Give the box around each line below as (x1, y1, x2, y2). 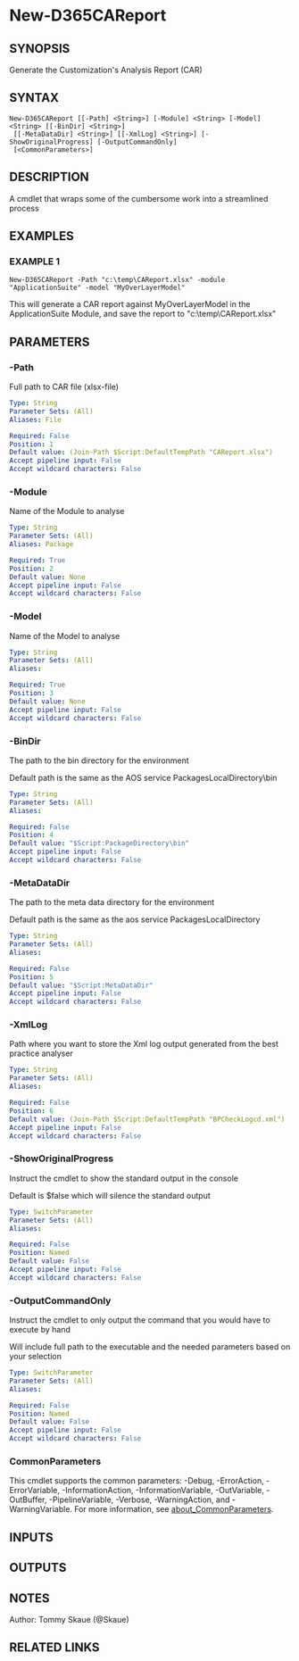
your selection (9, 1351, 62, 1362)
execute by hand (9, 1325, 71, 1335)
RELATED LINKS (9, 1640, 100, 1656)
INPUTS (9, 1530, 54, 1545)
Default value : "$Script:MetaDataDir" (9, 981, 154, 990)
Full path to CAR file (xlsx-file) (9, 381, 119, 392)
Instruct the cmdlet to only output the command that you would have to (9, 1315, 270, 1325)
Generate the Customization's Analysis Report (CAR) (9, 64, 203, 75)
